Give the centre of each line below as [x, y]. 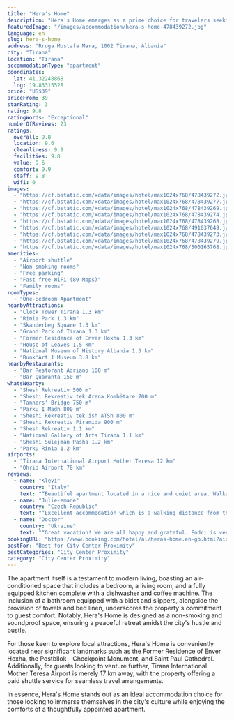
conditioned [24, 586]
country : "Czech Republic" [59, 507]
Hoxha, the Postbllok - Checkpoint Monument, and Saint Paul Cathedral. [111, 659]
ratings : [20, 130]
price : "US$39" [29, 91]
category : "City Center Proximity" [59, 559]
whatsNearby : [26, 383]
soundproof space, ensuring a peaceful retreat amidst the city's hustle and [115, 623]
